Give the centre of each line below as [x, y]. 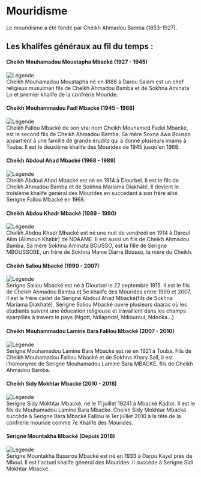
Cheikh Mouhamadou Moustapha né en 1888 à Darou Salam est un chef [95, 82]
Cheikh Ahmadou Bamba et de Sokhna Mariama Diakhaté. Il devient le [93, 187]
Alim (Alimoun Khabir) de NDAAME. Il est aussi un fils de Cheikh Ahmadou [98, 239]
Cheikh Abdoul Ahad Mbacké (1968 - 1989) [61, 161]
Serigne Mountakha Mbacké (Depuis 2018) [61, 436]
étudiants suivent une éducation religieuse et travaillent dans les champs [96, 311]
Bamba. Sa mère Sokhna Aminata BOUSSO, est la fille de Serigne [87, 246]
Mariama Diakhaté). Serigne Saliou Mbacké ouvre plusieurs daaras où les [97, 305]
